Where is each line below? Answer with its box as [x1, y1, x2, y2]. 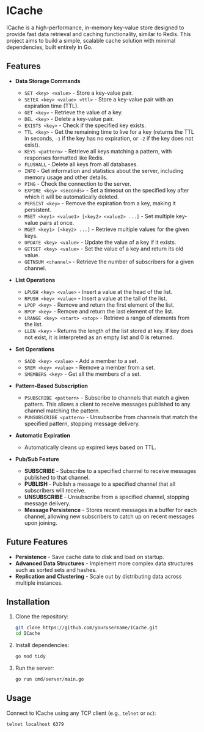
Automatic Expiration [15, 431, 71, 439]
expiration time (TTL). [24, 102, 79, 109]
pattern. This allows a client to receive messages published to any [24, 400, 191, 408]
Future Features [6, 537, 68, 547]
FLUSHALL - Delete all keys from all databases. [24, 160, 139, 168]
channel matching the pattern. [24, 407, 101, 414]
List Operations [15, 276, 56, 284]
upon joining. [24, 519, 57, 526]
